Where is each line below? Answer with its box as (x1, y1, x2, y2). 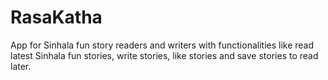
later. (10, 60, 32, 72)
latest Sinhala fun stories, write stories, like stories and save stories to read (10, 49, 319, 61)
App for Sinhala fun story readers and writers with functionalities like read (10, 39, 315, 51)
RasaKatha (10, 6, 103, 29)
